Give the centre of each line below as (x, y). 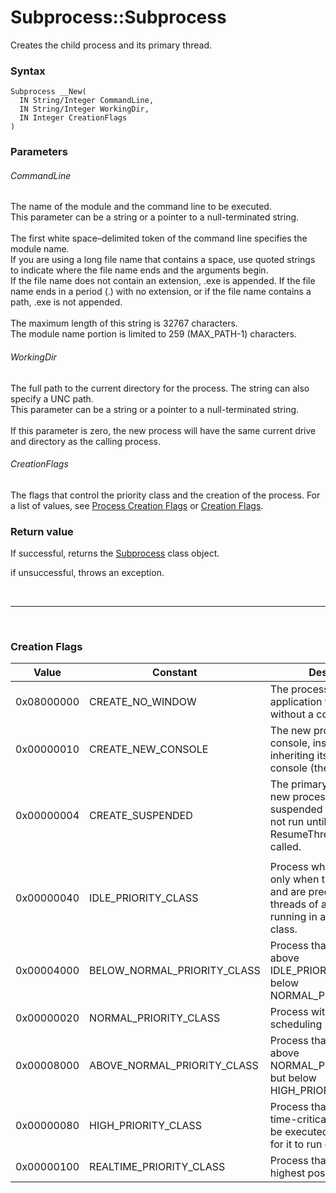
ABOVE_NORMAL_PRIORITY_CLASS (174, 1066)
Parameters (39, 152)
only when (294, 879)
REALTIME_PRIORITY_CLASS (157, 1167)
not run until (298, 822)
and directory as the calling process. (86, 441)
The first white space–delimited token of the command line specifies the (159, 238)
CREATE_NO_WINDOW (143, 702)
